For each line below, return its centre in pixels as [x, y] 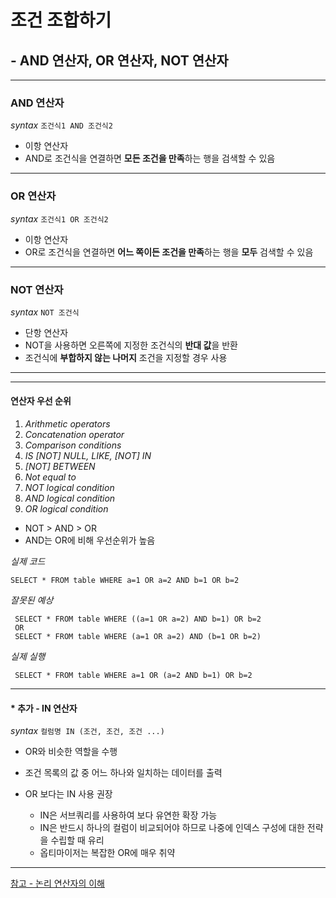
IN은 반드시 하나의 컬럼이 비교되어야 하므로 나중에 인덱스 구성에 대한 [172, 828]
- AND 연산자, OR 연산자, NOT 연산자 [119, 60]
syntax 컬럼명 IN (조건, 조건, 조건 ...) [87, 731]
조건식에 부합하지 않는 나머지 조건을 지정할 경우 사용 [126, 357]
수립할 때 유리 [77, 840]
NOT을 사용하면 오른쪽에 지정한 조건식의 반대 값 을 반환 [131, 345]
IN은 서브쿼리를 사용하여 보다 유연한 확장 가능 [128, 815]
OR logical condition [66, 509]
